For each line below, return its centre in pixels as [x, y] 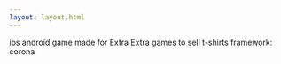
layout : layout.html [47, 17]
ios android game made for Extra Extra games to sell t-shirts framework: [141, 42]
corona [22, 51]
